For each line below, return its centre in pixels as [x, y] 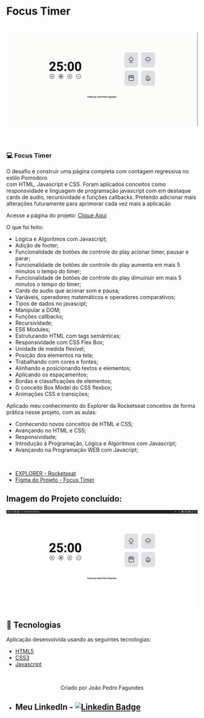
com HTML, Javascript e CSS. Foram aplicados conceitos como [86, 184]
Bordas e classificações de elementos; [63, 381]
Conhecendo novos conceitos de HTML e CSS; [74, 424]
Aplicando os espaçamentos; [51, 375]
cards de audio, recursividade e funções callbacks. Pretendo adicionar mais [101, 197]
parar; [22, 258]
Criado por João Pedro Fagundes [102, 688]
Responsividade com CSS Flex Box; [59, 342]
